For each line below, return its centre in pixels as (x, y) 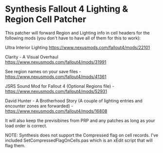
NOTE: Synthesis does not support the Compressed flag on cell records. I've (82, 135)
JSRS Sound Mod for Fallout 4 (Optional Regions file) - (60, 86)
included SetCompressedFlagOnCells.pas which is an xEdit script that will (79, 140)
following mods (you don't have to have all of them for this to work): (73, 38)
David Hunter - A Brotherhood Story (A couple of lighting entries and (74, 100)
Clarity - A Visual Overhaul (32, 57)
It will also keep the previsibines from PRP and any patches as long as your (80, 120)
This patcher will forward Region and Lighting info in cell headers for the (77, 33)
